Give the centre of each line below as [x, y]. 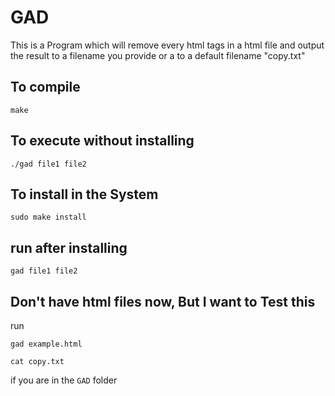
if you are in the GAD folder [64, 380]
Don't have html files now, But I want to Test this [163, 301]
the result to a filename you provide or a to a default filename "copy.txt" [158, 55]
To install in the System [84, 194]
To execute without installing [102, 141]
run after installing [69, 247]
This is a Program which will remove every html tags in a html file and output [167, 45]
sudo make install [48, 217]
